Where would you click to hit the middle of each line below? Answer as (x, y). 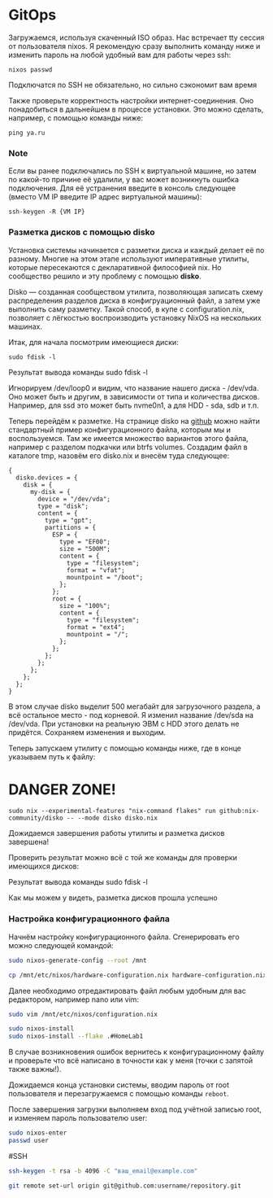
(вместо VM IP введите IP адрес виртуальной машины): (105, 197)
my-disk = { (50, 492)
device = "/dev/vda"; (74, 499)
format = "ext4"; (96, 627)
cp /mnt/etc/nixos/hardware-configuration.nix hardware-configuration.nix (138, 975)
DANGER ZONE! (62, 789)
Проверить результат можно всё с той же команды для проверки (123, 858)
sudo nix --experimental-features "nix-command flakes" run (113, 811)
